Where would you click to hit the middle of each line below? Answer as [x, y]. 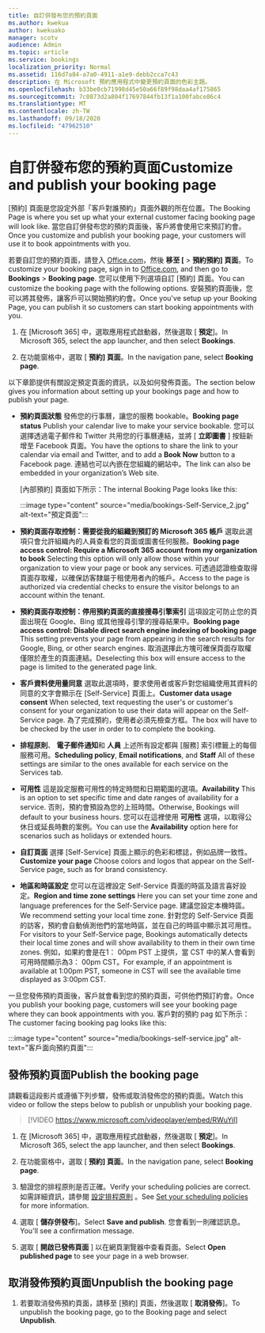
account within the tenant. [62, 595]
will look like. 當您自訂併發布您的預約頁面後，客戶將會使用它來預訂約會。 [127, 226]
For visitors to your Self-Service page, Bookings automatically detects [133, 934]
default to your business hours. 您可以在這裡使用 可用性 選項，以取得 [132, 817]
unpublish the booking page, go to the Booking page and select [123, 1312]
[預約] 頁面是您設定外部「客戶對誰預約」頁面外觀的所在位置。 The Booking [129, 208]
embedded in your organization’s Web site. [89, 473]
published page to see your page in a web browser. [104, 1255]
